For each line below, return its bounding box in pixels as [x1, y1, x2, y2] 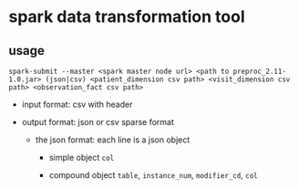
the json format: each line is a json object [35, 134, 191, 145]
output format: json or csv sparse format [21, 117, 175, 127]
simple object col [48, 152, 115, 163]
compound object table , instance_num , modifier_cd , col [48, 170, 258, 180]
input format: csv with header [21, 99, 133, 110]
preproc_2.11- [232, 67, 286, 76]
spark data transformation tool [8, 6, 245, 27]
